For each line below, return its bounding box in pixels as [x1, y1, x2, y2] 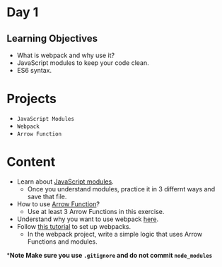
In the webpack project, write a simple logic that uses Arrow [27, 230, 203, 238]
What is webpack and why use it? [16, 51, 115, 59]
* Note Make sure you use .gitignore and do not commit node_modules [6, 251, 213, 259]
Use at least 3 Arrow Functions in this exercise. [27, 207, 165, 215]
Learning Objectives [6, 32, 98, 44]
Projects [6, 91, 57, 107]
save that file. [27, 192, 67, 201]
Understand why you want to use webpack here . [16, 215, 159, 223]
